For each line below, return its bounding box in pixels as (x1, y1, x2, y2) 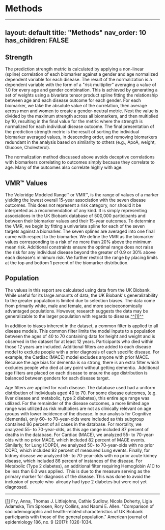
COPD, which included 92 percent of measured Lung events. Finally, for (5, 447, 150, 453)
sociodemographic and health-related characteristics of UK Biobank (5, 508, 143, 514)
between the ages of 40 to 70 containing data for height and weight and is (5, 333, 156, 339)
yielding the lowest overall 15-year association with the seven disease (5, 197, 146, 203)
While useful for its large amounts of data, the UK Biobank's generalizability (5, 292, 158, 298)
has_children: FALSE (5, 36, 69, 45)
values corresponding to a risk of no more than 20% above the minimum (5, 239, 152, 245)
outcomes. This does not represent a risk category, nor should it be (5, 202, 141, 208)
